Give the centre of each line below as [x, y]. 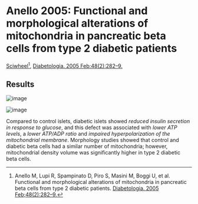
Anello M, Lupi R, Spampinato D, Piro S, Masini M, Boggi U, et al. [92, 176]
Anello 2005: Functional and [77, 11]
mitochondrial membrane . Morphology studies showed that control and [93, 140]
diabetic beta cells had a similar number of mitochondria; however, [87, 146]
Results [20, 84]
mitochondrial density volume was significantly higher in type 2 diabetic [93, 153]
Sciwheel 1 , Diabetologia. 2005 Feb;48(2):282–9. [64, 65]
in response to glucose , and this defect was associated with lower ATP [92, 127]
